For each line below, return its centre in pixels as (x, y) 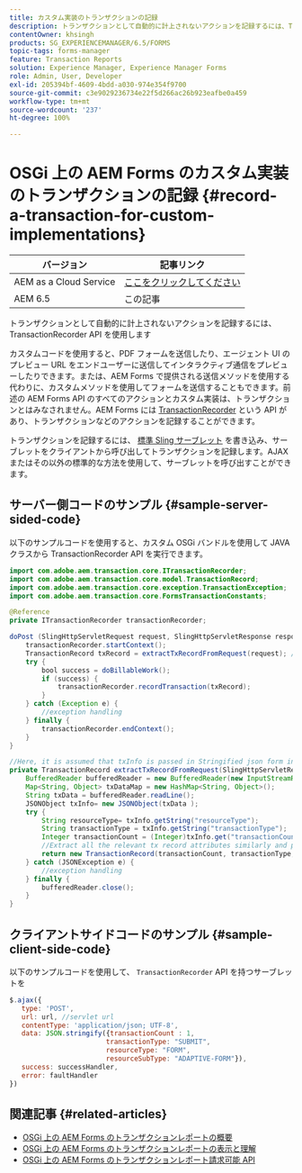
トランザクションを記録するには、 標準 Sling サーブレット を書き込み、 (141, 440)
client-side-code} (60, 949)
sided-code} (45, 520)
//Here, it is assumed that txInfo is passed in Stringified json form (146, 762)
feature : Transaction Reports (66, 59)
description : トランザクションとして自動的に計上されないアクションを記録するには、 (149, 26)
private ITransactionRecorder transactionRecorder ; (108, 621)
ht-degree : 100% (40, 118)
